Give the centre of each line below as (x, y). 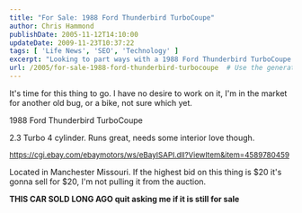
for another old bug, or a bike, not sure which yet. (101, 102)
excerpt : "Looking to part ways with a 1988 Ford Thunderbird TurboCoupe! (152, 59)
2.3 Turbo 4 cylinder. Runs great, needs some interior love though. (132, 138)
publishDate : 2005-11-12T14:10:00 (74, 34)
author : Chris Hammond (52, 26)
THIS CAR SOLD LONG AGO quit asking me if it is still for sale (124, 199)
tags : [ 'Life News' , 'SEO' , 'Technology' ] (94, 51)
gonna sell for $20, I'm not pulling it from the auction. (108, 182)
